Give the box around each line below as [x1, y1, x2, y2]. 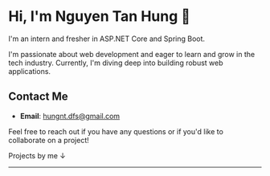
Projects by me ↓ [8, 150, 66, 160]
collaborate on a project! [8, 135, 90, 145]
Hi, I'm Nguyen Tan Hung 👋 [8, 7, 191, 26]
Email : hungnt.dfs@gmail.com [19, 111, 121, 121]
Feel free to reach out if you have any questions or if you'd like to [8, 126, 223, 136]
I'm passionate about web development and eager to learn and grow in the [8, 49, 256, 59]
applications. [8, 66, 51, 76]
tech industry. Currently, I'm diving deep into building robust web [8, 58, 223, 68]
